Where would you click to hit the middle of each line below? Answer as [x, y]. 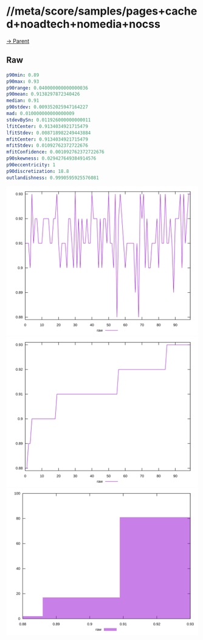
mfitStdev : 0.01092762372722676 [47, 146]
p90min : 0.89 [23, 75]
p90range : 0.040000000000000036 [47, 88]
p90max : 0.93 [23, 81]
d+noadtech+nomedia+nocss [84, 24]
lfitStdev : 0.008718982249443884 [49, 133]
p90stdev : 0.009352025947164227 [47, 107]
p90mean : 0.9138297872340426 [43, 94]
